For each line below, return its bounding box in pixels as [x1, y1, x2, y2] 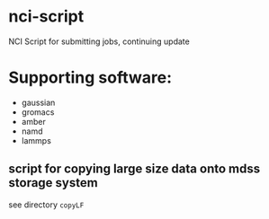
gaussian [21, 97, 56, 108]
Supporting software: [8, 67, 173, 88]
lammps [21, 135, 51, 145]
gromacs [21, 106, 55, 118]
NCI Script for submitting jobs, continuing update [8, 36, 190, 47]
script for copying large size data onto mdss [8, 162, 261, 177]
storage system [8, 175, 98, 190]
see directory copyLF [8, 199, 85, 210]
